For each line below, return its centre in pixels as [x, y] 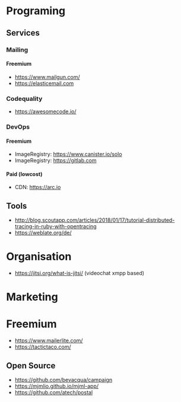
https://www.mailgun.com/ [47, 77]
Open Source [31, 366]
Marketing [32, 297]
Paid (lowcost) [24, 174]
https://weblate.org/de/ [43, 233]
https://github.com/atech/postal [54, 393]
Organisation [39, 257]
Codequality [24, 98]
